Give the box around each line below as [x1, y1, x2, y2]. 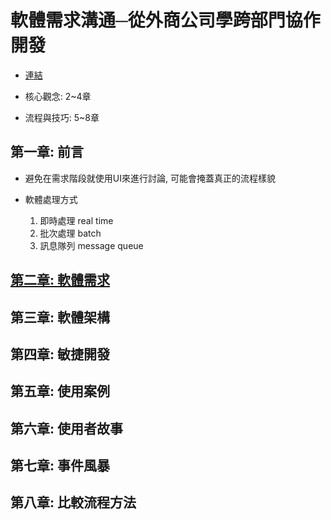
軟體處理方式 [24, 193, 78, 205]
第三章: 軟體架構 [10, 309, 110, 326]
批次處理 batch [39, 227, 102, 239]
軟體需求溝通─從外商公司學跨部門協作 [10, 9, 321, 32]
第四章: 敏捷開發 [10, 346, 110, 363]
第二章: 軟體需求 [10, 272, 110, 289]
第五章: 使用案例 [10, 383, 110, 400]
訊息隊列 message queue [39, 239, 144, 251]
